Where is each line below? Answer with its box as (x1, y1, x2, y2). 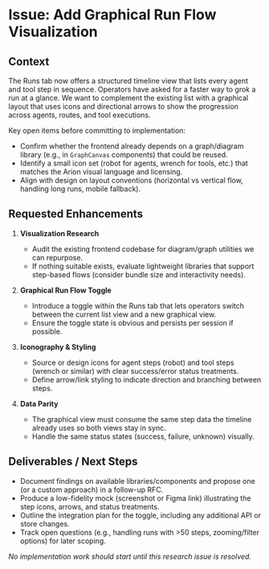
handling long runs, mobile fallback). (19, 184, 141, 194)
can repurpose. (31, 252, 83, 262)
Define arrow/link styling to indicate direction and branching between (31, 375, 262, 384)
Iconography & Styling (19, 342, 96, 351)
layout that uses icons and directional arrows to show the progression (8, 102, 239, 111)
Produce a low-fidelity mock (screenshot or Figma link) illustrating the (19, 493, 251, 503)
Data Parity (19, 399, 59, 408)
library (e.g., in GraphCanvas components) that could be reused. (19, 150, 228, 159)
